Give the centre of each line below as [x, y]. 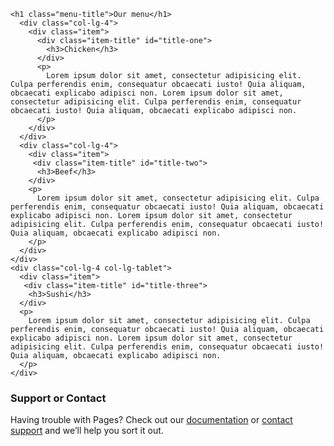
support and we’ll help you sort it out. [87, 431]
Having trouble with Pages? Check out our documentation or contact [151, 420]
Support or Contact [58, 398]
